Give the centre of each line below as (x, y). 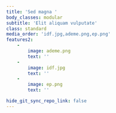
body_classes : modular (34, 17)
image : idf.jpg (47, 68)
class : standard (26, 29)
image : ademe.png (49, 51)
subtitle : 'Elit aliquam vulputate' (52, 23)
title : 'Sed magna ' (32, 12)
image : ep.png (45, 85)
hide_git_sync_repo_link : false (46, 101)
